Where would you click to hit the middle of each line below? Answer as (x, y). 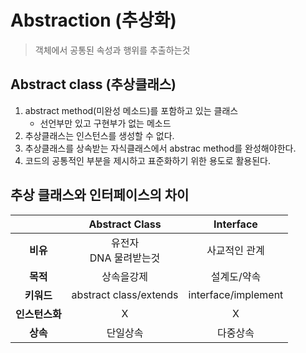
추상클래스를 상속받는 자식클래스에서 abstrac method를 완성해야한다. (160, 148)
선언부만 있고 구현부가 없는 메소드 (105, 123)
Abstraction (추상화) (93, 20)
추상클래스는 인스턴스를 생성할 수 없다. (99, 135)
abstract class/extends (125, 294)
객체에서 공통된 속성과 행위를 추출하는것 (112, 50)
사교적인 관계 (235, 250)
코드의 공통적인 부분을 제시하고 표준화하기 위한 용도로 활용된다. (148, 160)
